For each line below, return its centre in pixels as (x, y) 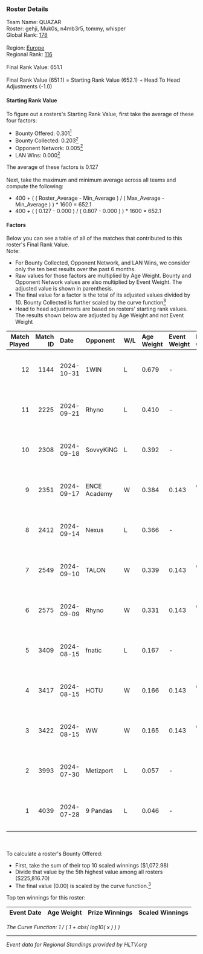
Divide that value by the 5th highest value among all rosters (89, 872)
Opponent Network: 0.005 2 (49, 147)
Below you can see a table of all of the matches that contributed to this (94, 238)
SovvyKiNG (102, 450)
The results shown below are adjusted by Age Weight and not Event (99, 315)
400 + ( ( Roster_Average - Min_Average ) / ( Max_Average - (90, 198)
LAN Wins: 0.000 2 (37, 155)
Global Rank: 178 (27, 35)
